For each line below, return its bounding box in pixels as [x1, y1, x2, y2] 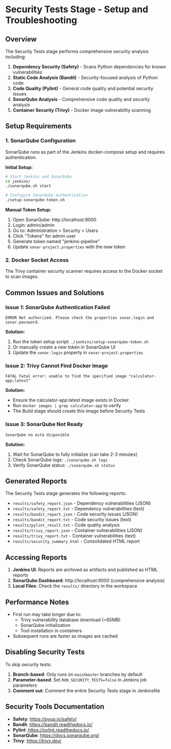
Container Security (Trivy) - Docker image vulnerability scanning [12, 107, 151, 113]
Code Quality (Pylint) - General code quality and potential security [12, 85, 154, 91]
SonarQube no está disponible [5, 432, 70, 437]
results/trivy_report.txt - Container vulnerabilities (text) [12, 533, 136, 539]
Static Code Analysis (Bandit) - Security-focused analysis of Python [12, 75, 158, 80]
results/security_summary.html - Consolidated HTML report [12, 538, 140, 545]
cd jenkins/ [5, 179, 31, 184]
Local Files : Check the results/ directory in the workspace [12, 583, 138, 589]
